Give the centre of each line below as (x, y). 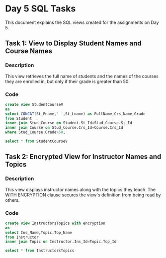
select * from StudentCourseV (37, 141)
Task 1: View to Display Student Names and (73, 43)
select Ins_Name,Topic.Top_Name (39, 232)
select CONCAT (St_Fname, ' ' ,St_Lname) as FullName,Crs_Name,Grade (75, 114)
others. (12, 200)
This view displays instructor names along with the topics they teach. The (80, 189)
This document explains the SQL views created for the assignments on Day (82, 22)
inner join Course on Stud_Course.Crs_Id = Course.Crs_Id (64, 128)
